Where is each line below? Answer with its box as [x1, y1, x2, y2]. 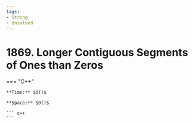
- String [6, 14, 28, 20]
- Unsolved [6, 20, 33, 26]
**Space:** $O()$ [6, 100, 50, 106]
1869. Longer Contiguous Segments [6, 45, 189, 59]
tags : [6, 8, 20, 15]
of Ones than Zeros [6, 58, 103, 72]
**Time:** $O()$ [6, 90, 47, 96]
